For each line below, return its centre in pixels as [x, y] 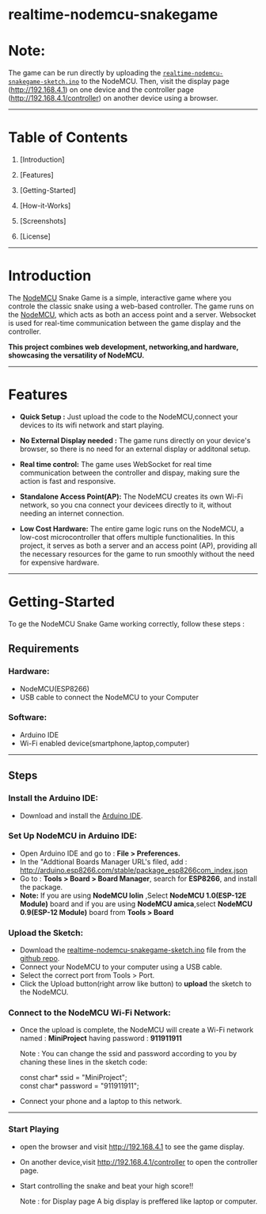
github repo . [40, 959]
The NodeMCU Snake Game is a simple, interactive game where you [120, 298]
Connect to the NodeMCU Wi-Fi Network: [90, 1013]
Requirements [44, 649]
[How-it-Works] [45, 206]
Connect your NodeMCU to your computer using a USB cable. [121, 967]
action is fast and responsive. [68, 481]
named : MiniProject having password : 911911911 [101, 1038]
